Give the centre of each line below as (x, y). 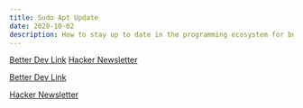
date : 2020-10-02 (42, 26)
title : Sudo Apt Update (54, 18)
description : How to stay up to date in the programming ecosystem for (147, 34)
